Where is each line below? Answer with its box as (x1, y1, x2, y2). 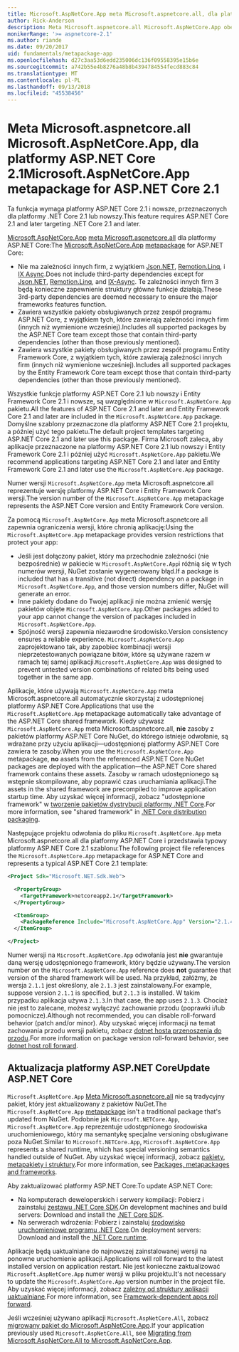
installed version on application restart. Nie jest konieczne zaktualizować (7, 1262, 221, 1270)
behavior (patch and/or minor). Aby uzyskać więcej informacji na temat (7, 1019, 216, 1028)
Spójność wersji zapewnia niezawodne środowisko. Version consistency (17, 628, 228, 636)
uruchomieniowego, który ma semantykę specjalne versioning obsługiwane (7, 1129, 229, 1139)
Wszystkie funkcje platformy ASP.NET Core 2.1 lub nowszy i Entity (7, 389, 201, 398)
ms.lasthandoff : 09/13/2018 (7, 83, 91, 90)
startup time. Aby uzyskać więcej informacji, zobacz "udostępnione (7, 793, 206, 801)
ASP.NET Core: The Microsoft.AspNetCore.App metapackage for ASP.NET (7, 241, 224, 250)
